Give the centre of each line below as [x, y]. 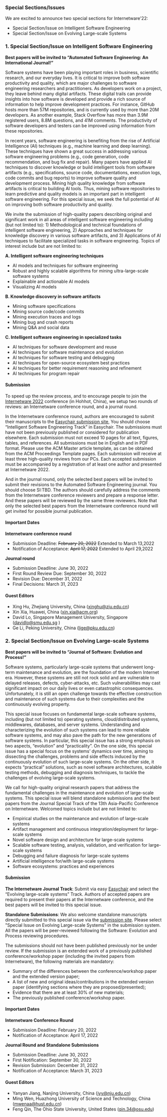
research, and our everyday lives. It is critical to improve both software [78, 78]
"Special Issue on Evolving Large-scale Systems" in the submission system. [83, 925]
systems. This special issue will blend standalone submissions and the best [83, 798]
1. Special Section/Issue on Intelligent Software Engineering [79, 47]
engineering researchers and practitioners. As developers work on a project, [83, 88]
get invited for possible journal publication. [49, 511]
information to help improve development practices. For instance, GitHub [80, 104]
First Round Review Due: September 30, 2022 [59, 573]
